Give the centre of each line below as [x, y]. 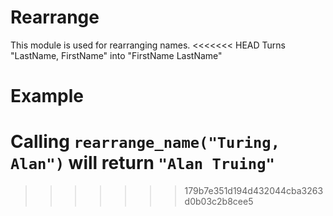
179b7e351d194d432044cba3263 [254, 191]
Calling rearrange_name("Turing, [145, 142]
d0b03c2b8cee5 [219, 202]
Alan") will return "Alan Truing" [142, 163]
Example [47, 96]
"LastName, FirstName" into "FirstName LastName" [116, 55]
